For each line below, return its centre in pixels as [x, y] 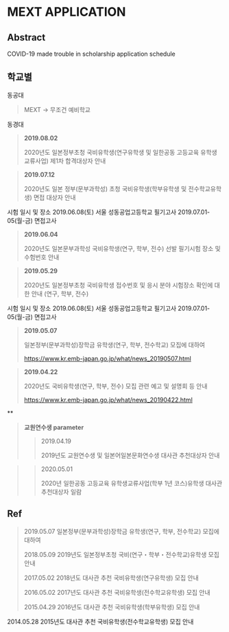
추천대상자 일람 [61, 492]
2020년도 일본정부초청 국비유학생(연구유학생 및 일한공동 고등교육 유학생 [120, 152]
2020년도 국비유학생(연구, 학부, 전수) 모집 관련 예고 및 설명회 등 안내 [116, 386]
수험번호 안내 [41, 257]
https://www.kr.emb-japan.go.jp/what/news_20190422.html [108, 400]
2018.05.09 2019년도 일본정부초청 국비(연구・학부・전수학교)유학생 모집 [121, 554]
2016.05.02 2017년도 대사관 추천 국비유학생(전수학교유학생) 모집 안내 [117, 592]
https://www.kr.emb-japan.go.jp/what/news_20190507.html [108, 358]
